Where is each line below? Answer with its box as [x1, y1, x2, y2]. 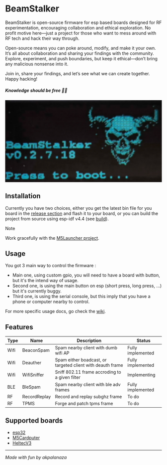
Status [136, 337, 151, 343]
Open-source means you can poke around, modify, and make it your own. [5, 45, 157, 51]
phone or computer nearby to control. [12, 299, 90, 305]
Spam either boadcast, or [55, 357, 107, 363]
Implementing [127, 372, 156, 378]
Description [77, 337, 102, 343]
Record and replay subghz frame [55, 393, 122, 399]
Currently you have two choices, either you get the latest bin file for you [5, 205, 152, 211]
